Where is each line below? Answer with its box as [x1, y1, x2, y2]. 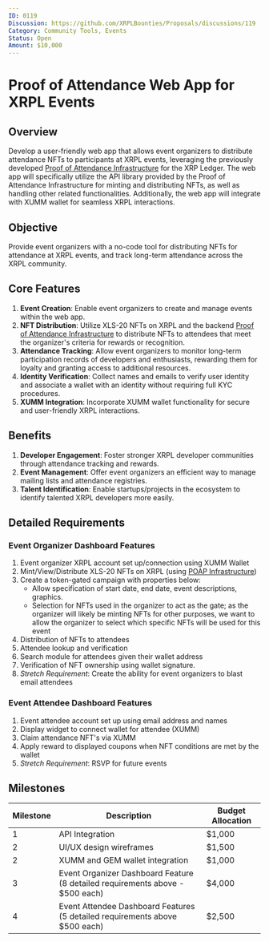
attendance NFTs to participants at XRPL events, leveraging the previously [8, 155, 254, 164]
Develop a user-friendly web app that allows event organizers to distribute [8, 146, 253, 156]
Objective [8, 220, 58, 234]
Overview [8, 125, 58, 139]
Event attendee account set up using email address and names [19, 715, 228, 726]
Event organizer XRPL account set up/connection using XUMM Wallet [19, 558, 250, 568]
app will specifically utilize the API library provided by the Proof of [8, 172, 226, 181]
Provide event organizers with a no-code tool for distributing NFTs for [8, 241, 238, 251]
